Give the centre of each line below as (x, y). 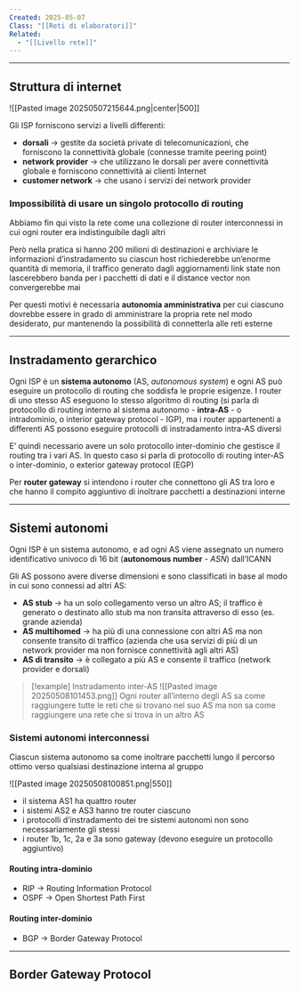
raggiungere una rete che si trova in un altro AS (117, 714)
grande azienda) (52, 621)
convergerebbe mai (45, 288)
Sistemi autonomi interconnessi (79, 737)
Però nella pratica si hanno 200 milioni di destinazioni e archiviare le (134, 249)
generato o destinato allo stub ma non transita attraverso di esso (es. (148, 612)
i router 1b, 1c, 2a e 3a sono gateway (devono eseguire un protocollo (147, 839)
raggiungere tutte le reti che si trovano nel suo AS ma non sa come (153, 705)
